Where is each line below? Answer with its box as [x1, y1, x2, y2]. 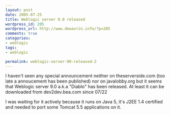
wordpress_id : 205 [5, 21, 44, 27]
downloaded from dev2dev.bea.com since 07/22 [5, 89, 108, 95]
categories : [5, 36, 31, 41]
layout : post [5, 7, 33, 13]
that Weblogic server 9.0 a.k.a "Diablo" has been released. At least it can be [5, 84, 164, 90]
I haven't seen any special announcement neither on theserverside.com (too [5, 73, 165, 79]
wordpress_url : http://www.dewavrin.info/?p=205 [5, 26, 110, 31]
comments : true [5, 31, 38, 36]
